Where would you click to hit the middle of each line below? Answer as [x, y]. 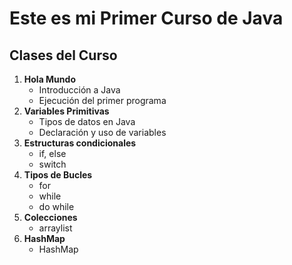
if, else [52, 153]
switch [52, 164]
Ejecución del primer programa [102, 100]
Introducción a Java [79, 90]
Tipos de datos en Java [87, 121]
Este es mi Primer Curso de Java [146, 18]
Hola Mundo [49, 79]
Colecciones [50, 217]
